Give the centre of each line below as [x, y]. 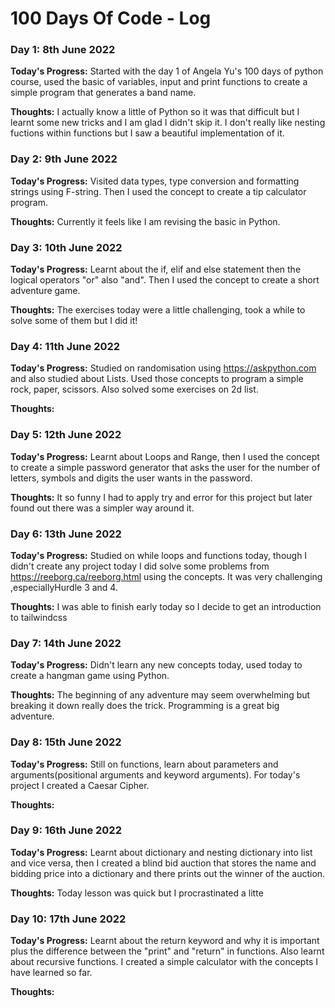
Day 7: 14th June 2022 [66, 643]
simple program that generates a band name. [103, 93]
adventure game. [45, 291]
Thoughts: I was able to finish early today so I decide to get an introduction [166, 606]
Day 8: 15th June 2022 [66, 742]
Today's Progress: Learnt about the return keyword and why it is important [165, 941]
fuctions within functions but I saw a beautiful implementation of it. [147, 133]
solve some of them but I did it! [74, 321]
